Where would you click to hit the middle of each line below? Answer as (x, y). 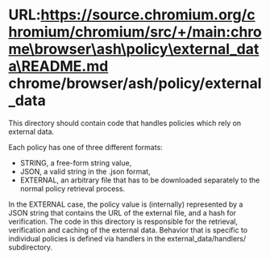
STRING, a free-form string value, (76, 162)
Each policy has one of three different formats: (85, 147)
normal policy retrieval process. (73, 188)
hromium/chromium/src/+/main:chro (135, 32)
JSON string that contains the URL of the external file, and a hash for (122, 212)
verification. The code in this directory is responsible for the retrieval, (123, 221)
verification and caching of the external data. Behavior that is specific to (128, 230)
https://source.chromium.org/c (148, 15)
